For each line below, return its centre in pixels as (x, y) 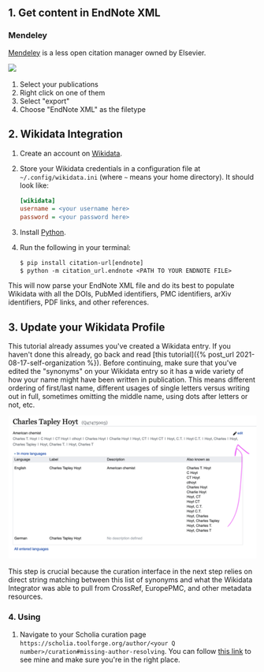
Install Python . (43, 233)
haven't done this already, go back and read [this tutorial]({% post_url (121, 354)
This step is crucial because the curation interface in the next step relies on (130, 572)
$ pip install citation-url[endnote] (82, 263)
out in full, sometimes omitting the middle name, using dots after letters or (128, 396)
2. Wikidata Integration (66, 134)
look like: (34, 185)
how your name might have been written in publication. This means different (132, 379)
